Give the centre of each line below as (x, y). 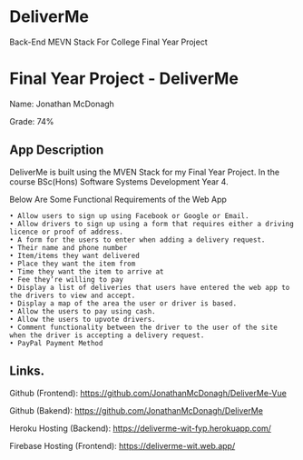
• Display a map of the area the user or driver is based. (123, 303)
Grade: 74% (32, 121)
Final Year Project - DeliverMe (124, 79)
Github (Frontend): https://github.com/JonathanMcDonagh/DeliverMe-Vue (148, 393)
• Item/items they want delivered (75, 255)
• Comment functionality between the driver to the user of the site (144, 327)
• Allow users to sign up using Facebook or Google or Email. (129, 215)
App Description (57, 150)
